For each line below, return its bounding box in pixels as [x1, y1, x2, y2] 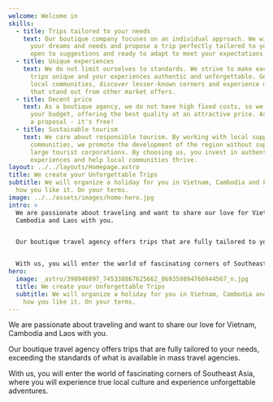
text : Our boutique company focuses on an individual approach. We [23, 34, 256, 43]
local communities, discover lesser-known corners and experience [29, 80, 260, 88]
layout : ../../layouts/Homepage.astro [8, 164, 140, 172]
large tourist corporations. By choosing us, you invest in [29, 148, 238, 156]
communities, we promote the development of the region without [29, 140, 253, 149]
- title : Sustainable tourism [15, 125, 118, 133]
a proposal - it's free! [29, 118, 115, 126]
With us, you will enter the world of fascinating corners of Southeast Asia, [8, 369, 255, 378]
